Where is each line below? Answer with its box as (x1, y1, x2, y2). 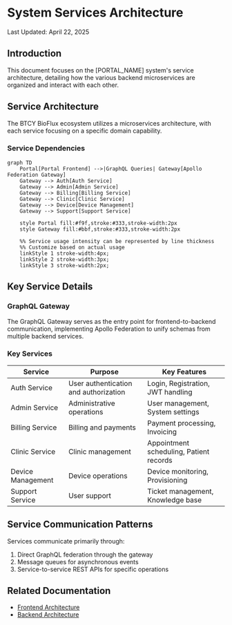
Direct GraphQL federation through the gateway (17, 550, 153, 559)
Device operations (68, 471, 128, 481)
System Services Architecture (7, 5, 184, 21)
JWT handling (147, 387, 193, 396)
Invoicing (147, 427, 177, 436)
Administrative (68, 398, 115, 408)
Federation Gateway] (7, 171, 67, 178)
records (147, 455, 173, 465)
